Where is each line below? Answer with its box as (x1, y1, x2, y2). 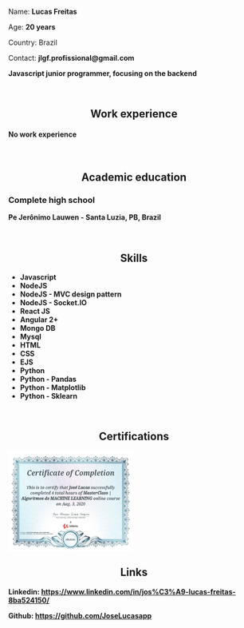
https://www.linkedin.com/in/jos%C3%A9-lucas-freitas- (41, 586, 237, 596)
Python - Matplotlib (19, 383, 86, 392)
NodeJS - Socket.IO (19, 298, 88, 308)
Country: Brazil (8, 38, 57, 47)
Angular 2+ (19, 315, 58, 324)
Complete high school (8, 194, 96, 205)
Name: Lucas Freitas (8, 7, 77, 16)
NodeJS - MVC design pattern (19, 289, 122, 299)
